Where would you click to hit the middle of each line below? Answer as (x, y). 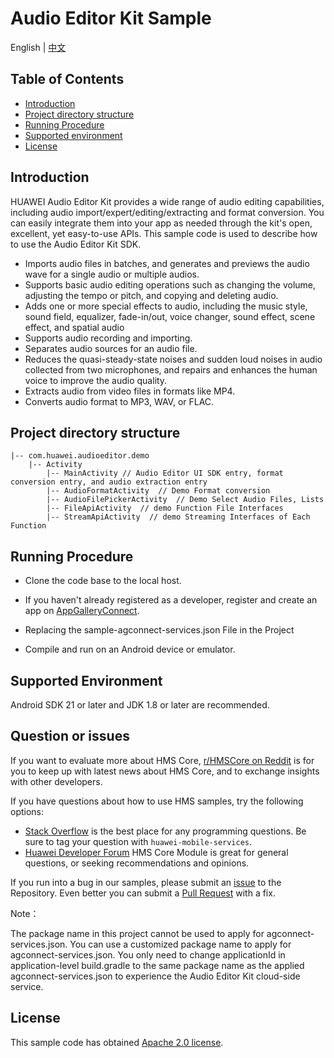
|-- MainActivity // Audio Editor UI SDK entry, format (165, 473)
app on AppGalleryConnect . (82, 611)
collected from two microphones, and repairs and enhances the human (171, 369)
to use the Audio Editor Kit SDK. (76, 244)
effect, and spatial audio (74, 327)
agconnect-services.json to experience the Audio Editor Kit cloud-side (155, 976)
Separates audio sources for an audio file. (111, 348)
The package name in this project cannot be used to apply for (137, 933)
